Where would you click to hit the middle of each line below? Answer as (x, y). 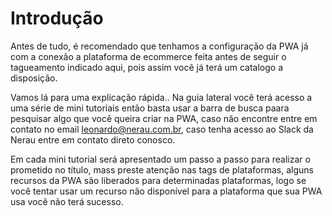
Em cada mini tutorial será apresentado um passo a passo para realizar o (160, 159)
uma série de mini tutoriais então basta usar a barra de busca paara (150, 108)
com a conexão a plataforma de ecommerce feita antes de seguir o (148, 56)
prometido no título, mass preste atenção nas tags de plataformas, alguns (162, 169)
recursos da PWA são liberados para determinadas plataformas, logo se (158, 180)
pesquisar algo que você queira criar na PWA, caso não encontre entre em (164, 118)
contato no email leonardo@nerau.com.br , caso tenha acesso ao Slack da (162, 129)
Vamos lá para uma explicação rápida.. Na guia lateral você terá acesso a (161, 97)
